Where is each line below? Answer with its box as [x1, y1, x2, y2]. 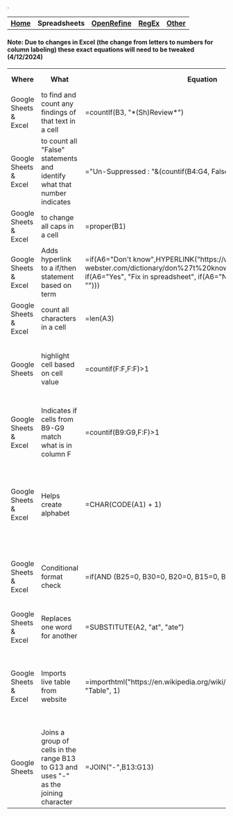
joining [41, 788, 64, 798]
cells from [41, 415, 74, 424]
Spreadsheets [37, 19, 85, 28]
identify [41, 171, 66, 181]
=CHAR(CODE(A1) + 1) [85, 499, 162, 509]
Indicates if [41, 406, 78, 415]
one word [41, 623, 72, 632]
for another [41, 631, 78, 641]
